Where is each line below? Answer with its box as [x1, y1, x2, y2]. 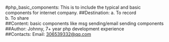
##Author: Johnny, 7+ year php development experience [5, 26, 125, 32]
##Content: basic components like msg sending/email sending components [5, 20, 164, 26]
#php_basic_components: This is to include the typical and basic [5, 5, 141, 10]
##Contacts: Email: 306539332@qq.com [5, 31, 92, 37]
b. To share [5, 15, 29, 21]
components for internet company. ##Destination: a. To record [5, 10, 136, 16]
